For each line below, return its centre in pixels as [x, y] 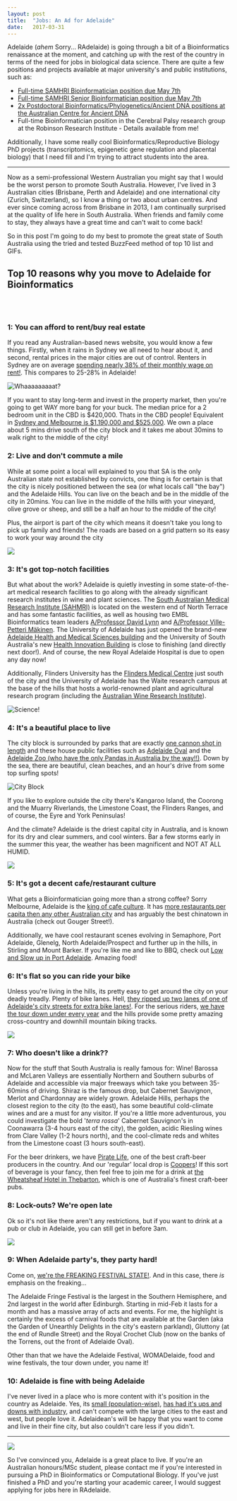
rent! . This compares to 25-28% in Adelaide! [72, 372]
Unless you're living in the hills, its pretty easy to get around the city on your [118, 991]
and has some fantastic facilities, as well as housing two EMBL [98, 615]
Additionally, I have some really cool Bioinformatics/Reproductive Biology [114, 142]
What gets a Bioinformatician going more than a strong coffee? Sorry [107, 899]
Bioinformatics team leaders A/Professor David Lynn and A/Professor [108, 622]
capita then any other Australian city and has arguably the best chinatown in [118, 914]
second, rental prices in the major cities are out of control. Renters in [107, 358]
